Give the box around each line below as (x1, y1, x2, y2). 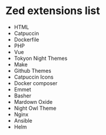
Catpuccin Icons (13, 73, 54, 80)
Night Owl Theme (13, 104, 57, 112)
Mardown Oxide (13, 98, 53, 105)
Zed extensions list (5, 4, 100, 18)
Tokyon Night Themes (13, 55, 68, 62)
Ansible (13, 117, 33, 124)
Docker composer (13, 79, 58, 86)
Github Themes (13, 67, 52, 74)
